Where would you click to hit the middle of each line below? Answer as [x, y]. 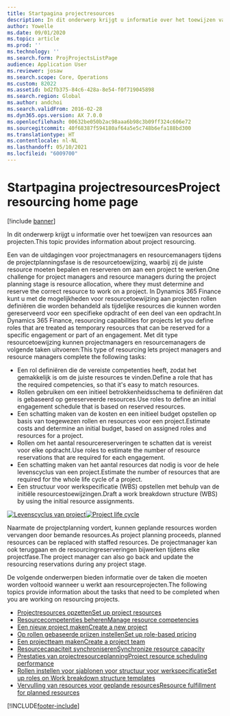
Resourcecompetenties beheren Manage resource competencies [108, 619]
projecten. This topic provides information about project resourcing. [102, 241]
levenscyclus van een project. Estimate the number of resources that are [118, 472]
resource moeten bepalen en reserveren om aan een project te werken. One [113, 269]
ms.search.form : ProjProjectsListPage [62, 58]
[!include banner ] [31, 221]
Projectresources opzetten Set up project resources [89, 612]
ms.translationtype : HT [41, 134]
